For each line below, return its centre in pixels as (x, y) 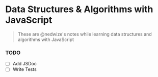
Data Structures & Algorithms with (79, 9)
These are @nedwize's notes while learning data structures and (85, 34)
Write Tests (24, 69)
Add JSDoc (24, 64)
